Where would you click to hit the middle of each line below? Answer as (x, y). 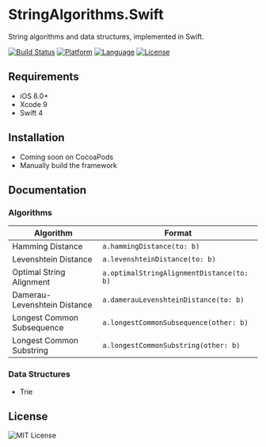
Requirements (44, 77)
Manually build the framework (68, 165)
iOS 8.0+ (34, 96)
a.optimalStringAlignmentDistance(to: (175, 273)
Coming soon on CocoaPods (66, 157)
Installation (36, 138)
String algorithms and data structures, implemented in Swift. (106, 36)
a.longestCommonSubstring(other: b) (171, 346)
